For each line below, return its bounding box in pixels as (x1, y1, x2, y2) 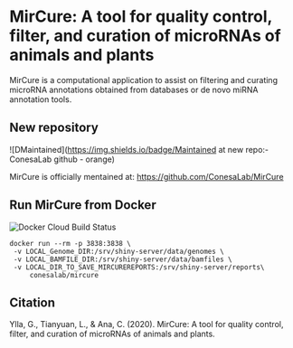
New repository (9, 120, 99, 136)
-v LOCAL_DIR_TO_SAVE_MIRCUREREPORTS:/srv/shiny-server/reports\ (13, 262, 265, 272)
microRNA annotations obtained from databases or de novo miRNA (9, 84, 259, 95)
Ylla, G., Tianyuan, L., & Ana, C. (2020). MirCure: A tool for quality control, (9, 319, 284, 330)
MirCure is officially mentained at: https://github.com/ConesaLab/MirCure (9, 171, 284, 182)
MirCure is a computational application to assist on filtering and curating (9, 74, 279, 85)
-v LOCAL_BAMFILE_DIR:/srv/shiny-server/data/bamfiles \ (13, 255, 232, 264)
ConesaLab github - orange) (9, 154, 116, 165)
